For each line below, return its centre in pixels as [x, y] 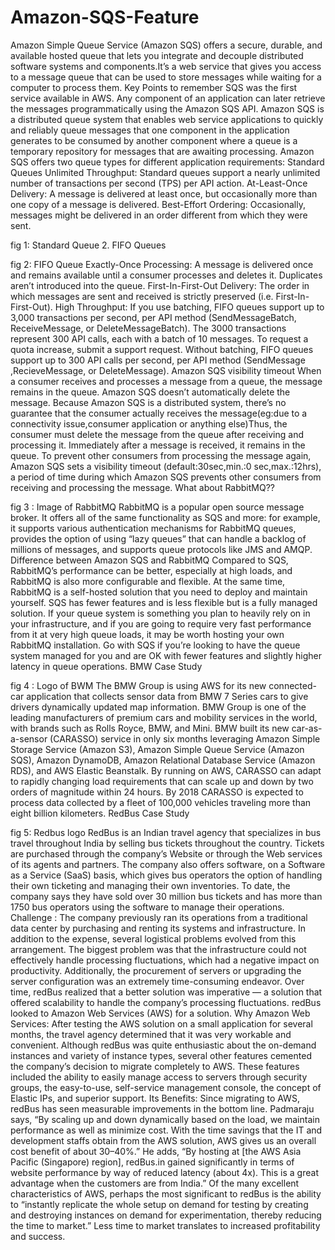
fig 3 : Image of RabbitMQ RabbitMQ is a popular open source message [157, 507]
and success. [38, 1236]
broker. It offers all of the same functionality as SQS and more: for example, [165, 517]
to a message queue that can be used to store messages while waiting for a [166, 77]
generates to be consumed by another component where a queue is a [154, 140]
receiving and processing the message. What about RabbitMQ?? [142, 487]
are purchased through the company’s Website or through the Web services [166, 853]
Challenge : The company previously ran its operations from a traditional [159, 917]
